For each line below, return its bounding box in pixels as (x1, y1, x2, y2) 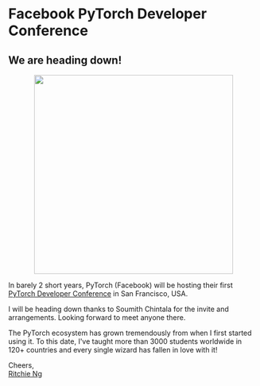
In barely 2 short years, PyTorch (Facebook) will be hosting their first (8, 280, 233, 290)
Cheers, (8, 361, 34, 370)
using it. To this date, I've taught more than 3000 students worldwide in (8, 337, 243, 346)
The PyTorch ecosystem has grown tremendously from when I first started (8, 328, 252, 337)
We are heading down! (8, 53, 122, 67)
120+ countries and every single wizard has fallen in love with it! (8, 345, 218, 354)
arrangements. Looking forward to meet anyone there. (8, 313, 186, 322)
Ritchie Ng (8, 369, 42, 378)
